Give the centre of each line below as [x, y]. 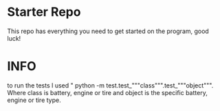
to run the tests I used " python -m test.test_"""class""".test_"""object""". [110, 85]
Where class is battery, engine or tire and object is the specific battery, [107, 92]
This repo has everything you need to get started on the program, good [108, 31]
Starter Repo [44, 12]
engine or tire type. [34, 100]
